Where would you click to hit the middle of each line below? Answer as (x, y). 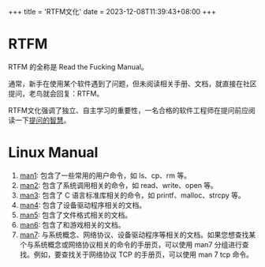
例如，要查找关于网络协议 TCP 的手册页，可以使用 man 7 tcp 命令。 (144, 254)
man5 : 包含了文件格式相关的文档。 (76, 215)
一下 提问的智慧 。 (43, 120)
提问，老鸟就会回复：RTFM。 (56, 93)
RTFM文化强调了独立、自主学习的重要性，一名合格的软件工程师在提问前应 (128, 110)
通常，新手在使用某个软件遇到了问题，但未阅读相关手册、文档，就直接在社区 (132, 83)
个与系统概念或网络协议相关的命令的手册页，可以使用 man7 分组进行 (131, 244)
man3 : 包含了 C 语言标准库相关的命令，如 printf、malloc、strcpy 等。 (132, 195)
